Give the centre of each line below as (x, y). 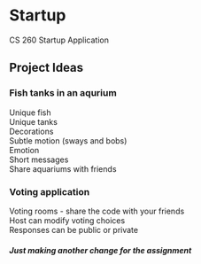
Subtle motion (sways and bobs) (68, 140)
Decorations (31, 131)
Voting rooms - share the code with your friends (97, 211)
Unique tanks (33, 121)
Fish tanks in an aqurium (63, 93)
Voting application (50, 191)
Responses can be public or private (74, 229)
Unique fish (30, 113)
